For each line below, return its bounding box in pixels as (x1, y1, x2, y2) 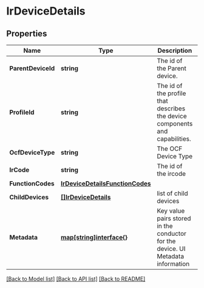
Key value (157, 207, 185, 215)
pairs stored (157, 214, 191, 223)
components (157, 119, 193, 128)
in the (157, 222, 173, 230)
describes (157, 104, 186, 113)
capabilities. (157, 135, 191, 143)
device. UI (157, 244, 186, 253)
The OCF (157, 144, 183, 153)
